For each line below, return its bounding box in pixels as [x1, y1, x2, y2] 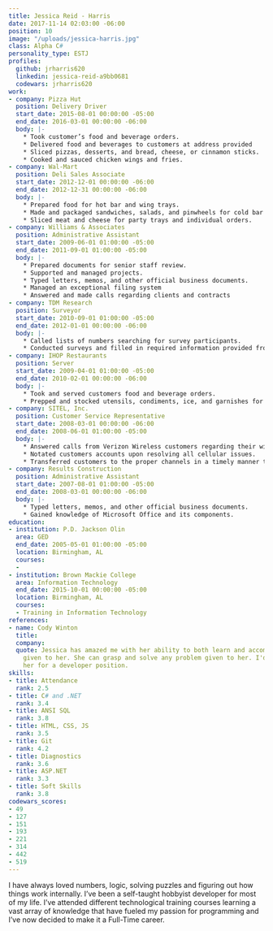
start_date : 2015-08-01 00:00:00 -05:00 [15, 110, 154, 119]
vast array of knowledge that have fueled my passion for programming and [8, 906, 259, 916]
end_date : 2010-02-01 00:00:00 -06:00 [15, 375, 148, 383]
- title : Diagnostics [8, 752, 82, 760]
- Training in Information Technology [15, 608, 148, 617]
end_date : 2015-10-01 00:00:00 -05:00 [15, 586, 148, 594]
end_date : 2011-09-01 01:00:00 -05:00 [15, 246, 148, 254]
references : [8, 616, 49, 624]
